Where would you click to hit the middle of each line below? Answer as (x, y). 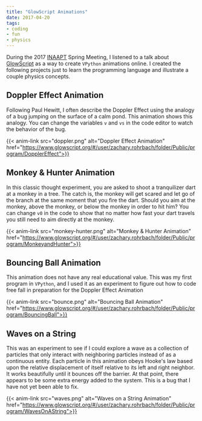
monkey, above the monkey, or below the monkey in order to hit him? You (98, 207)
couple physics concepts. (38, 76)
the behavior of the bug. (36, 129)
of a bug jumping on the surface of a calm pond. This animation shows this (99, 116)
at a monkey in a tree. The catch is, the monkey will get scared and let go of (101, 193)
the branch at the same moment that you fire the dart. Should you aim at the (101, 200)
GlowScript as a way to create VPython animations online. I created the (94, 63)
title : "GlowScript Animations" (47, 12)
